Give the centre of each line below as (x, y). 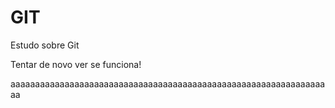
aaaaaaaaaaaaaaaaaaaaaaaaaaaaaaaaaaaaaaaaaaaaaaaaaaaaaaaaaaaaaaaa (168, 83)
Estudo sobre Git (45, 45)
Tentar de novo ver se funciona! (76, 64)
